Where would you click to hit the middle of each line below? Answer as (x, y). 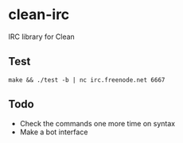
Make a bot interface (54, 132)
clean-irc (39, 15)
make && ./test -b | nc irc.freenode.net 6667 (87, 80)
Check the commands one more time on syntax (97, 123)
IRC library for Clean (42, 37)
